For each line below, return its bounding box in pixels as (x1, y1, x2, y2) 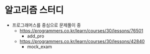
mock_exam (27, 43, 52, 49)
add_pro (27, 33, 45, 39)
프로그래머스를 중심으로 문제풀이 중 (12, 22, 81, 28)
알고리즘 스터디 (5, 4, 64, 16)
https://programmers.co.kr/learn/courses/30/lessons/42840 (19, 38, 145, 44)
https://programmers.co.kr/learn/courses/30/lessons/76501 (19, 27, 143, 33)
